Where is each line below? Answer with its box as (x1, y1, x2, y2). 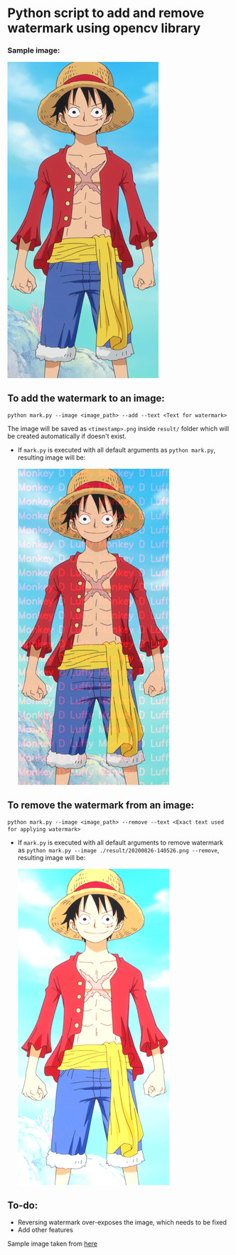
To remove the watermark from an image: (7, 799, 195, 811)
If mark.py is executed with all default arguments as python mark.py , (17, 446, 216, 455)
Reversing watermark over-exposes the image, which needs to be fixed (17, 1218, 227, 1227)
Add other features (17, 1225, 73, 1234)
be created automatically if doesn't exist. (7, 432, 127, 440)
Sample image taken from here (7, 1239, 98, 1248)
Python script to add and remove (7, 5, 205, 21)
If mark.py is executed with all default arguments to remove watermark (17, 838, 224, 847)
